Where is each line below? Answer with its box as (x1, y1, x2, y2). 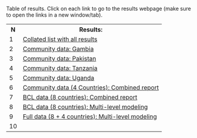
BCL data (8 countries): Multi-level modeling (23, 103, 148, 111)
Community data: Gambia (23, 45, 94, 53)
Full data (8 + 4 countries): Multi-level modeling (23, 112, 157, 121)
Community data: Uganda (23, 74, 95, 82)
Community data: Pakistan (23, 55, 96, 62)
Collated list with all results (23, 35, 98, 43)
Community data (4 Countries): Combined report (23, 83, 159, 92)
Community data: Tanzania (23, 64, 98, 72)
